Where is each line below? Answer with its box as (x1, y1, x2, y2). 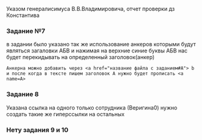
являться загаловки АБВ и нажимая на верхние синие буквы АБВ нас (6, 47, 188, 54)
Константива (6, 12, 40, 19)
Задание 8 (6, 90, 39, 99)
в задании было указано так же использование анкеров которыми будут (6, 41, 197, 48)
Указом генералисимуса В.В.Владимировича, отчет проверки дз (6, 5, 175, 12)
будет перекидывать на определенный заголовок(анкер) (6, 54, 155, 61)
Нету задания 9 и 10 (6, 125, 69, 134)
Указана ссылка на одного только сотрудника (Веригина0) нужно (6, 103, 178, 111)
